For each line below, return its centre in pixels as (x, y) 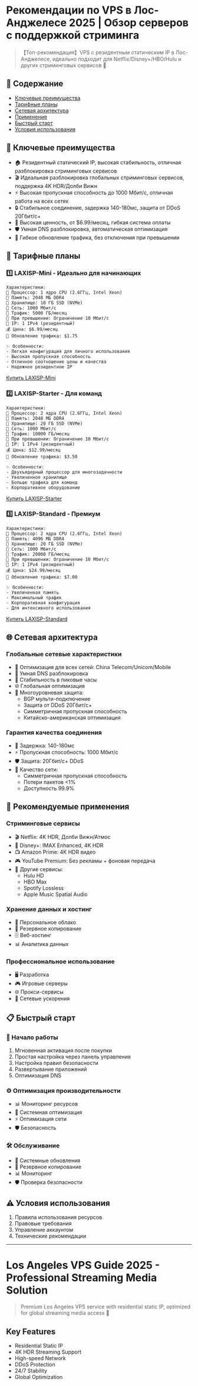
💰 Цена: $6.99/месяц (32, 330)
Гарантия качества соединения (54, 733)
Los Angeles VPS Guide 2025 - (83, 1266)
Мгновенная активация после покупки (63, 1050)
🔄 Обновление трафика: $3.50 (42, 457)
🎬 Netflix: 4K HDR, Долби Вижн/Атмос (62, 836)
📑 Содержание (35, 84)
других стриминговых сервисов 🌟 (64, 65)
